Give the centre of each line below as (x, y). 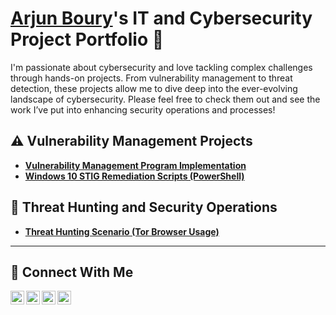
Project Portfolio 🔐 (87, 39)
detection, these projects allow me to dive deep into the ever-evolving (154, 88)
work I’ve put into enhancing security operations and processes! (143, 109)
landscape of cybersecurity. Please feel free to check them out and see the (165, 99)
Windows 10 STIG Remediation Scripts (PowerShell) (134, 176)
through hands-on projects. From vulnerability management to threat (151, 78)
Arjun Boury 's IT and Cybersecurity (161, 18)
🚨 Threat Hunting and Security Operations (144, 207)
